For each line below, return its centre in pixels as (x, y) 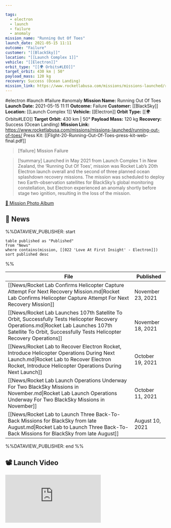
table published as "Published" (39, 241)
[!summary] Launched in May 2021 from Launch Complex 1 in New (87, 160)
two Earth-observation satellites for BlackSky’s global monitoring (85, 182)
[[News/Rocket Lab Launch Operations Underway (67, 380)
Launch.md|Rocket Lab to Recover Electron (60, 359)
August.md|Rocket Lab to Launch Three (55, 427)
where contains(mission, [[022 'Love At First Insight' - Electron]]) (82, 250)
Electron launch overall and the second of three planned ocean (84, 171)
